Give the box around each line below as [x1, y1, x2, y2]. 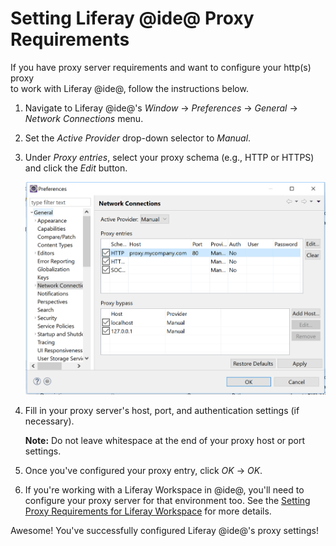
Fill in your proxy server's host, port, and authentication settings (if [24, 404, 300, 416]
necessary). [24, 415, 75, 427]
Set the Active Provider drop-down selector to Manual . [24, 132, 252, 144]
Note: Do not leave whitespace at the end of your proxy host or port [24, 434, 306, 446]
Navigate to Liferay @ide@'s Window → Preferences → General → [24, 102, 298, 114]
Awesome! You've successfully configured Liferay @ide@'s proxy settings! [10, 524, 319, 536]
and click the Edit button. [24, 162, 128, 174]
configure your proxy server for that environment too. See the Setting [24, 494, 311, 506]
